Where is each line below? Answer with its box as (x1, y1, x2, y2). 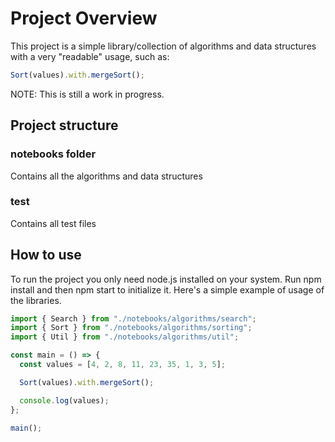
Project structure (10, 117, 119, 134)
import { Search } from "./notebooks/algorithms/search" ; (10, 313, 257, 324)
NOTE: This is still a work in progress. (10, 88, 165, 100)
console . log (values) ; (19, 395, 110, 406)
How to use (10, 247, 82, 264)
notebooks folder (10, 147, 97, 161)
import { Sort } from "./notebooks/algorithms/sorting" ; (10, 323, 253, 333)
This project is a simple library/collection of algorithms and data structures (10, 40, 317, 52)
